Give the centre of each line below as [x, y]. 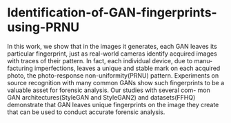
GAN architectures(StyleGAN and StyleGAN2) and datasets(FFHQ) [101, 97]
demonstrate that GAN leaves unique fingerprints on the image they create [113, 104]
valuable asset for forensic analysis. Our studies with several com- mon [109, 90]
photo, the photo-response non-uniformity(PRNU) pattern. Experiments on [113, 75]
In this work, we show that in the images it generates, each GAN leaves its [112, 46]
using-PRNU [43, 27]
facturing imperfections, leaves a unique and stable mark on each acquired [114, 68]
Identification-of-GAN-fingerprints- [112, 13]
